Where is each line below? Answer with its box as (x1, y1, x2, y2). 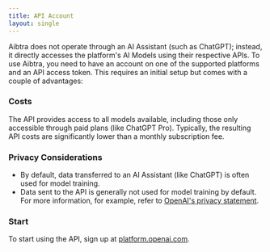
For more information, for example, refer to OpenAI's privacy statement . (19, 195, 259, 206)
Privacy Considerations (8, 151, 103, 162)
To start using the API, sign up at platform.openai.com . (8, 234, 190, 244)
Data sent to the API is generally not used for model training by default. (19, 187, 257, 197)
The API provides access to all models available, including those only (8, 114, 238, 124)
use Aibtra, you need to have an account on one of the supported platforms (8, 58, 260, 69)
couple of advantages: (8, 76, 83, 86)
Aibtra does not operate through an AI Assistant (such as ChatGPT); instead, (8, 41, 263, 51)
